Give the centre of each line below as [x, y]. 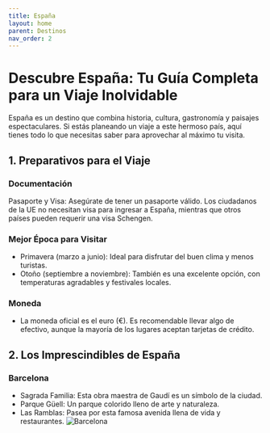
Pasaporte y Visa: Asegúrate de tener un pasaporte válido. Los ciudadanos [133, 201]
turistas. [33, 265]
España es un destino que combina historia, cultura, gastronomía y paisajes [134, 118]
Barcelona [29, 378]
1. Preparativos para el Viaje [79, 160]
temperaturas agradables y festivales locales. [96, 283]
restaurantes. [42, 422]
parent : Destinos [37, 31]
